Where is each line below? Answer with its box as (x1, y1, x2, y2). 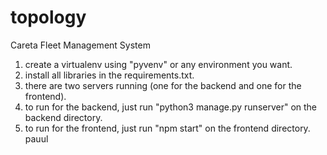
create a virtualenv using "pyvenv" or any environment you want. (24, 58, 293, 70)
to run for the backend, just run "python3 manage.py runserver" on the (24, 101, 318, 113)
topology (10, 6, 87, 29)
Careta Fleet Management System (10, 39, 151, 51)
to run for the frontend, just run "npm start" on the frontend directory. (24, 122, 311, 134)
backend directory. (24, 111, 103, 123)
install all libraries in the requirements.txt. (24, 69, 195, 81)
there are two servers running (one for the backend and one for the (24, 79, 302, 91)
